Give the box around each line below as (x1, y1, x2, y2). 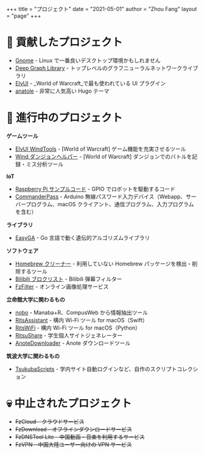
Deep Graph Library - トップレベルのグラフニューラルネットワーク (15, 64, 183, 71)
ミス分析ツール (26, 160, 64, 168)
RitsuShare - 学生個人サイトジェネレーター (15, 331, 123, 339)
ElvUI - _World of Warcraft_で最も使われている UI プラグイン (15, 79, 166, 87)
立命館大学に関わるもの (6, 295, 65, 303)
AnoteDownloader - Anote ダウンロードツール (15, 339, 131, 347)
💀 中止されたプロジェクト (6, 397, 132, 411)
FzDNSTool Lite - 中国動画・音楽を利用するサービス (15, 433, 145, 441)
